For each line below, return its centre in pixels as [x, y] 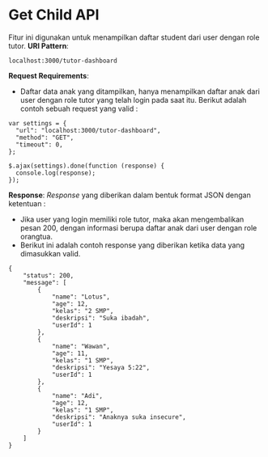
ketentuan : [27, 203]
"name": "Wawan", [81, 346]
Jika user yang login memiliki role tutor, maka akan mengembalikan [132, 219]
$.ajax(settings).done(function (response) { [86, 166]
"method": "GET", [45, 138]
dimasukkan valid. [50, 253]
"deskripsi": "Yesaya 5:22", [101, 367]
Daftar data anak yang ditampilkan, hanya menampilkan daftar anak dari [140, 91]
